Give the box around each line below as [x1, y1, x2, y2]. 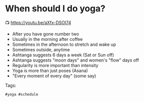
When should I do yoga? [5, 3, 106, 14]
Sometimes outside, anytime [12, 46, 70, 52]
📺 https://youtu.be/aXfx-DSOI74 [5, 19, 71, 25]
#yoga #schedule [5, 92, 38, 97]
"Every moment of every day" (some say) [12, 72, 96, 79]
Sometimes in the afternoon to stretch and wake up [12, 41, 116, 47]
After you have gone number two [12, 31, 80, 37]
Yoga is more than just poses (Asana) [12, 68, 88, 73]
